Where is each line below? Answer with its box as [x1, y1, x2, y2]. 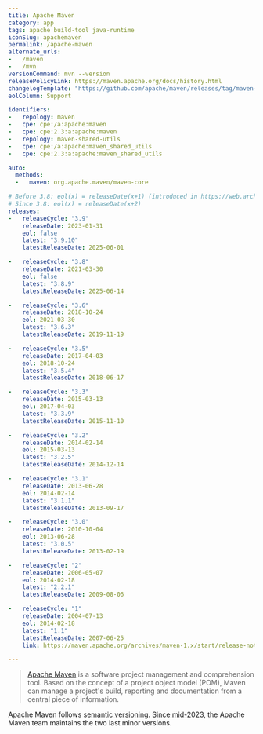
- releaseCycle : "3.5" [8, 345, 89, 352]
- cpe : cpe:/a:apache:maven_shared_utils [8, 142, 153, 150]
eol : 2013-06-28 [22, 533, 76, 541]
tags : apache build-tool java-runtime [8, 26, 135, 34]
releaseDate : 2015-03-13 [22, 396, 103, 404]
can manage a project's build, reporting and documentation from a [27, 686, 243, 696]
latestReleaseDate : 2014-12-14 [22, 461, 124, 469]
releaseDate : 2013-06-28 [22, 482, 103, 490]
